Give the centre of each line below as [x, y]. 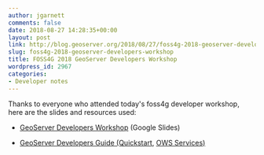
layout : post [29, 37]
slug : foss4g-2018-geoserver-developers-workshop [91, 52]
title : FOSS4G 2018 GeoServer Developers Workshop [93, 60]
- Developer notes [38, 81]
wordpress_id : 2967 [40, 67]
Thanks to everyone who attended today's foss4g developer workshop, [124, 104]
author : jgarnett [37, 15]
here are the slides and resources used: [72, 112]
